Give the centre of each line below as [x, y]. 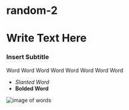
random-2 [32, 11]
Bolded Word [32, 88]
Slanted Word [32, 82]
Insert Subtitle [28, 57]
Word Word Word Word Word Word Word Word [65, 70]
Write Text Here [46, 38]
